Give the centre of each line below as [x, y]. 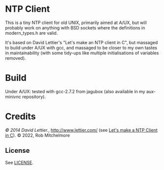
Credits [20, 117]
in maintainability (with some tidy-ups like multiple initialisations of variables [82, 53]
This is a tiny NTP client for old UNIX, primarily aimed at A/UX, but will [76, 23]
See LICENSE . [19, 162]
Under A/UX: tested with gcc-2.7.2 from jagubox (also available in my [75, 91]
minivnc [13, 97]
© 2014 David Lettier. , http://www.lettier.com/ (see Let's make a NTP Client [81, 130]
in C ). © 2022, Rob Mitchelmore [37, 135]
